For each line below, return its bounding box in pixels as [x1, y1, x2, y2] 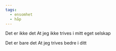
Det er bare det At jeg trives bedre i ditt [5, 40, 87, 46]
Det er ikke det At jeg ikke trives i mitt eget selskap [5, 30, 111, 36]
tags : [5, 7, 17, 12]
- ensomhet [10, 12, 33, 17]
